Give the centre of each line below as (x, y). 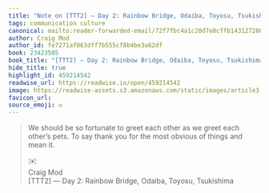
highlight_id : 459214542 (50, 75)
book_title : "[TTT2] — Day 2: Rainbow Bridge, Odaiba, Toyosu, (116, 61)
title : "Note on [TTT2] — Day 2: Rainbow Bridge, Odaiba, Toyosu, (121, 16)
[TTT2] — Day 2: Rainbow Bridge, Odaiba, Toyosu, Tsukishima (131, 181)
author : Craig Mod (39, 38)
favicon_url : (30, 98)
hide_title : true (37, 68)
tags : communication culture (57, 23)
